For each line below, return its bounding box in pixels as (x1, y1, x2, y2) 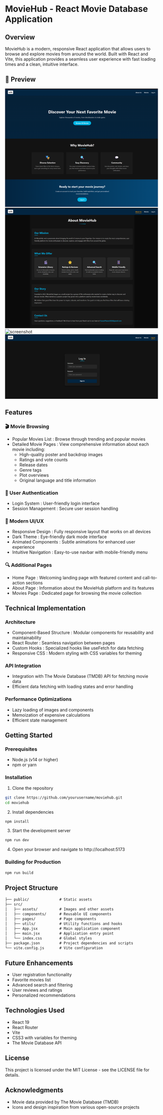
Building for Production (5, 859, 61, 866)
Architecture (5, 619, 36, 625)
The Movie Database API (12, 1040, 62, 1046)
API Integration (5, 662, 41, 669)
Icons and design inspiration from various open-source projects (12, 1104, 140, 1110)
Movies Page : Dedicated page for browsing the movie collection (12, 590, 142, 596)
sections (26, 580, 43, 586)
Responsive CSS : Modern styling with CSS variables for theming (12, 650, 142, 656)
